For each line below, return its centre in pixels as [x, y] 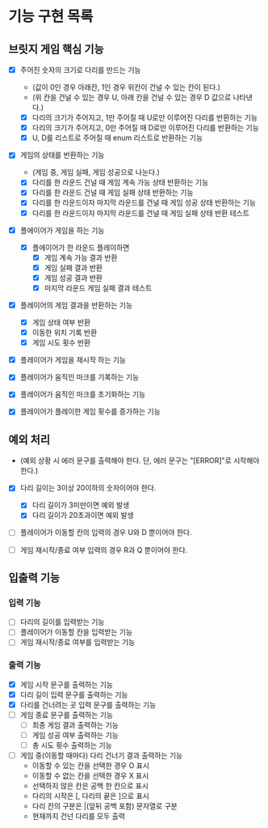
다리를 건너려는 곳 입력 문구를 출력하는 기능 [88, 704]
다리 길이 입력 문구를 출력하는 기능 [74, 694]
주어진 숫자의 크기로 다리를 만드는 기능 [80, 70]
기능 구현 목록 [51, 17]
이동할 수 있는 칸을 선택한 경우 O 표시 [91, 766]
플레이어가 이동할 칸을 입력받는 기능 [76, 632]
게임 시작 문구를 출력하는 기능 [66, 684]
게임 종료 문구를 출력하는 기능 [66, 715]
